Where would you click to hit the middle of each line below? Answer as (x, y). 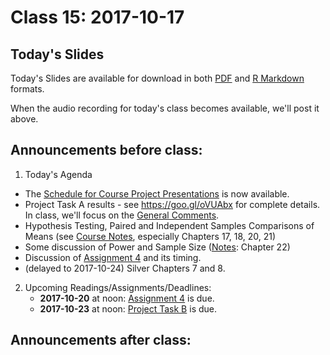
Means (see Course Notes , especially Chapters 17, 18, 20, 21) (150, 236)
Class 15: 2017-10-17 (97, 17)
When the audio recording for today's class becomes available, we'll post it (165, 108)
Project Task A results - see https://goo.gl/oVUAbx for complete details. (172, 204)
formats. (27, 89)
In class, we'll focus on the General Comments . (122, 215)
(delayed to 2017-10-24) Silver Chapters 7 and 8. (125, 268)
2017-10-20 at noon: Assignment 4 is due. (127, 298)
